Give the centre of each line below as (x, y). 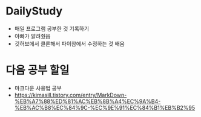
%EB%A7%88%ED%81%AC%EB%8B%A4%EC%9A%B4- (87, 101)
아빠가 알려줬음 (32, 36)
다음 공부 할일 (38, 70)
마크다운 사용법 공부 (38, 88)
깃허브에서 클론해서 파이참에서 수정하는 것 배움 (69, 43)
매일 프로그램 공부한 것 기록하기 (51, 28)
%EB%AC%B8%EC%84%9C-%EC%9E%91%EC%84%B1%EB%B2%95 (105, 107)
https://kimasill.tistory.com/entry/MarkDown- (71, 95)
